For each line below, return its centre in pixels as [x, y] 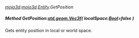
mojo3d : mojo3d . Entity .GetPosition [39, 7]
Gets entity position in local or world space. [49, 30]
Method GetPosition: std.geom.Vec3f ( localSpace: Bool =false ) [69, 18]
